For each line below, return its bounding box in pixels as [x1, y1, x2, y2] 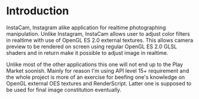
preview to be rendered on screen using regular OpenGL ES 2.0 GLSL [6, 43, 177, 50]
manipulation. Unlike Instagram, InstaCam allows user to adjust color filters [6, 30, 190, 37]
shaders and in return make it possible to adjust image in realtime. [6, 49, 169, 56]
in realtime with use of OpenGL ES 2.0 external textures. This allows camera [6, 36, 194, 44]
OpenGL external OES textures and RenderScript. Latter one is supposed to [6, 79, 192, 87]
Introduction [6, 4, 69, 18]
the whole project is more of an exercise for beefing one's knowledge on [6, 73, 185, 81]
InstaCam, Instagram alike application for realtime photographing [6, 24, 166, 31]
